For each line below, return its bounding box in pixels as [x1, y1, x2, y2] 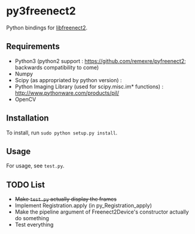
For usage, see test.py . [6, 162, 65, 169]
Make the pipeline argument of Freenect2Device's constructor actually [14, 208, 190, 215]
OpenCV [14, 95, 36, 103]
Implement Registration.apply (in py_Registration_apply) [14, 202, 153, 209]
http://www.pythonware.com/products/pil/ [14, 89, 120, 97]
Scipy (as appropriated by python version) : [14, 76, 122, 83]
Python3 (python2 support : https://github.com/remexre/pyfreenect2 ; [14, 57, 187, 64]
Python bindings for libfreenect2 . [6, 24, 88, 31]
